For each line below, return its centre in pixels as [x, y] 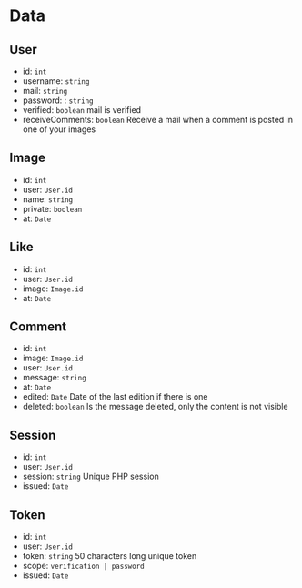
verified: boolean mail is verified [82, 110]
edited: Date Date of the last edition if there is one [115, 397]
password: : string [58, 100]
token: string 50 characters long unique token [110, 556]
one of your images [59, 129]
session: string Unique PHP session [91, 476]
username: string [56, 81]
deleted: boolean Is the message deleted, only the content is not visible [155, 407]
